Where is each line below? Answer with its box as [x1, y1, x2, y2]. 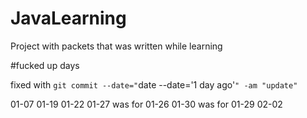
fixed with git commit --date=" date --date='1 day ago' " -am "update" [10, 78, 298, 91]
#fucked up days [10, 59, 80, 71]
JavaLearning [10, 7, 127, 30]
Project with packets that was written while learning [10, 40, 223, 52]
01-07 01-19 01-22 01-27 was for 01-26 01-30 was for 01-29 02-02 [10, 98, 283, 110]
